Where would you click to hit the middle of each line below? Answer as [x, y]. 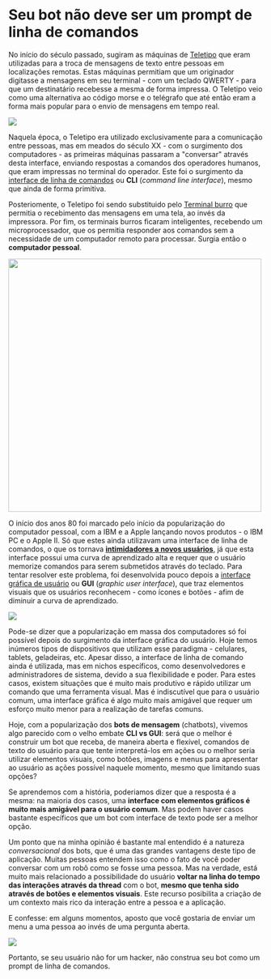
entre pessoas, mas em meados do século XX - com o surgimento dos [126, 145]
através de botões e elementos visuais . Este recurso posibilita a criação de [135, 893]
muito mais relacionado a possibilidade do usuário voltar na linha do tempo [134, 876]
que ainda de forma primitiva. [57, 189]
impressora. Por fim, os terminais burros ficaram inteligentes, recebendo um [135, 221]
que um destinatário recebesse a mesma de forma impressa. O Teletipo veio [135, 89]
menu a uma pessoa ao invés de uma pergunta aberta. [99, 926]
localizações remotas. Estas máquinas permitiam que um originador [121, 71]
